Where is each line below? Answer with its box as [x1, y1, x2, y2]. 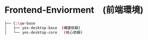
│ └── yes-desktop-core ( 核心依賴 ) [4, 30, 83, 35]
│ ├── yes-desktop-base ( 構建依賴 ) [4, 25, 81, 30]
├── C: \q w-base [4, 20, 36, 26]
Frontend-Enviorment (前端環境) [4, 4, 144, 16]
